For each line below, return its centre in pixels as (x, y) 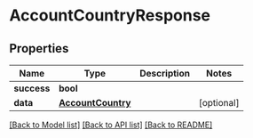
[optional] (219, 103)
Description (165, 73)
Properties (39, 49)
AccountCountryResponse (110, 16)
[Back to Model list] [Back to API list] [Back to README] (111, 125)
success (32, 88)
